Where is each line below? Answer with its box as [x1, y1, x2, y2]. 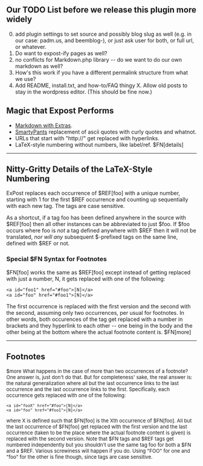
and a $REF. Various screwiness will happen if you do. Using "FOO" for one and [6, 447, 190, 454]
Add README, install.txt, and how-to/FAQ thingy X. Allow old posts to [14, 82, 188, 89]
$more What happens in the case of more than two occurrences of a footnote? [6, 367, 188, 374]
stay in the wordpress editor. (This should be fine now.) [14, 88, 152, 95]
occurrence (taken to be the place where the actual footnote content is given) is [6, 429, 191, 436]
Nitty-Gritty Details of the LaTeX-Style [6, 164, 153, 175]
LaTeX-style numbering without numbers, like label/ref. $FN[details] [14, 141, 184, 148]
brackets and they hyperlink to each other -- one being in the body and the [6, 322, 193, 329]
